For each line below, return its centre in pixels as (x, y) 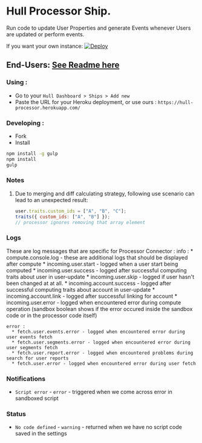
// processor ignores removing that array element (80, 222)
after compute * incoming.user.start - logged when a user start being (92, 264)
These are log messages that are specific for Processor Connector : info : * (100, 251)
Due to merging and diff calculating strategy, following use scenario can (105, 193)
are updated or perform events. (45, 34)
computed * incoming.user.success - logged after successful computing (97, 270)
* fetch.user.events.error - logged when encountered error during (99, 332)
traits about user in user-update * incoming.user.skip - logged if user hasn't (100, 277)
